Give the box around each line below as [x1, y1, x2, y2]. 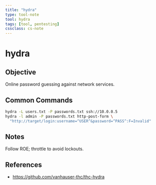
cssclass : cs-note [5, 26, 44, 31]
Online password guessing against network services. [5, 81, 115, 87]
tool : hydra [5, 17, 30, 22]
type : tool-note [5, 12, 39, 17]
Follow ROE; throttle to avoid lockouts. [5, 146, 84, 152]
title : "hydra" [5, 7, 37, 13]
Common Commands [5, 96, 73, 104]
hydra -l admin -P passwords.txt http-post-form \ [5, 114, 113, 119]
